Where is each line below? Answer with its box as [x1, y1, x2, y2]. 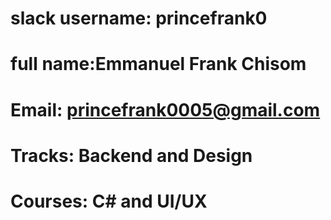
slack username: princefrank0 [10, 7, 268, 30]
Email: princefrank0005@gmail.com [10, 98, 321, 121]
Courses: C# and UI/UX [10, 190, 208, 212]
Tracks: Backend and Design [10, 144, 253, 167]
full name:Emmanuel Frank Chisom [10, 53, 307, 76]
